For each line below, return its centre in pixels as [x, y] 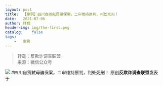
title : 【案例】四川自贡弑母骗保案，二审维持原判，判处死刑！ [62, 14]
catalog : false [24, 32]
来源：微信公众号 [35, 62]
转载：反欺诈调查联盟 [39, 56]
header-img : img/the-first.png [37, 28]
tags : [11, 37]
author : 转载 [18, 23]
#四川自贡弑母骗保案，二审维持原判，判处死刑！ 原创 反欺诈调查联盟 [80, 72]
